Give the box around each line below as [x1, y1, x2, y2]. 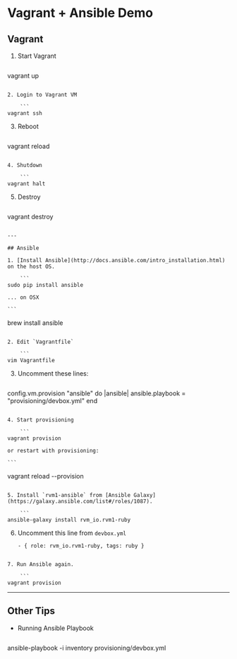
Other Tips [7, 605, 55, 617]
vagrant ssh [7, 110, 42, 117]
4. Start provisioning [7, 417, 74, 424]
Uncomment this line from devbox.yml [17, 529, 127, 537]
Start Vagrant [17, 51, 56, 60]
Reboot [17, 122, 39, 130]
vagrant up [7, 72, 39, 80]
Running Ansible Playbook [17, 624, 94, 632]
